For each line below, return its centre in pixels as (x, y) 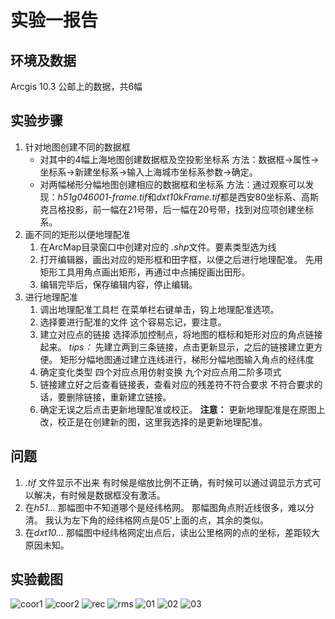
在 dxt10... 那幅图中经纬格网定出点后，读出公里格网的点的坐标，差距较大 (172, 532)
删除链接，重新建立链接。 (119, 397)
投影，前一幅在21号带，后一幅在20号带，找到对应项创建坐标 (190, 209)
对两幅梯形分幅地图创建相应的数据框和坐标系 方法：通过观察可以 (172, 184)
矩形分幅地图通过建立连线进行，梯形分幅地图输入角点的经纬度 (187, 359)
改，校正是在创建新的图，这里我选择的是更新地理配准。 (153, 422)
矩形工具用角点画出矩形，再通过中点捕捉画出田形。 (145, 272)
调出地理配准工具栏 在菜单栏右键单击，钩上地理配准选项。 (159, 309)
